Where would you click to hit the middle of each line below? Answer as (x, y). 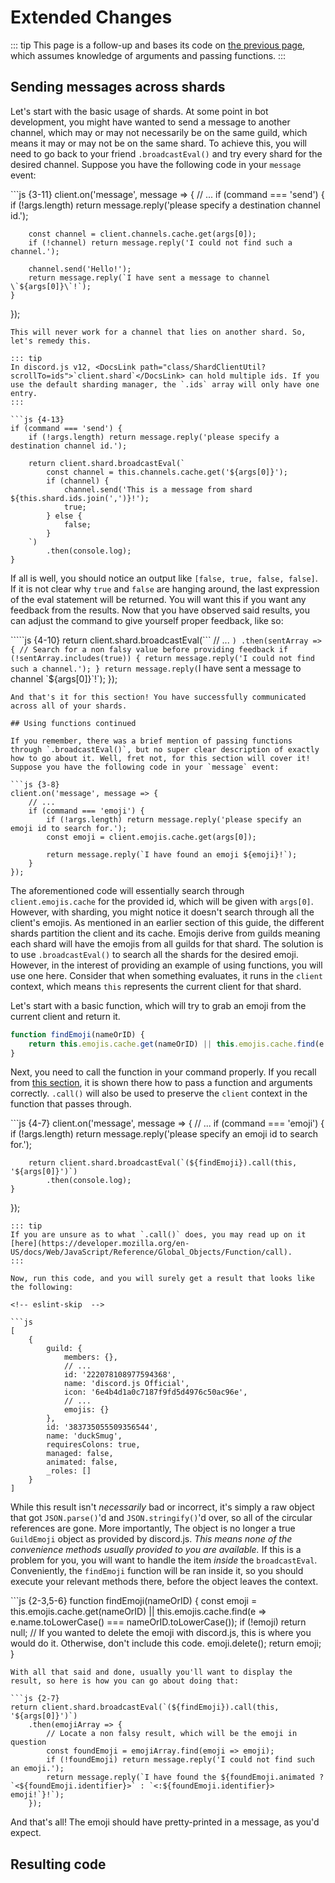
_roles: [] (69, 1471)
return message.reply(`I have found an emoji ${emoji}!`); (172, 854)
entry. (24, 393)
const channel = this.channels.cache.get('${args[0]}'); (167, 472)
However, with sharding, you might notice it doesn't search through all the (162, 912)
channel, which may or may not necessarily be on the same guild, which (159, 132)
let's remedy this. (51, 341)
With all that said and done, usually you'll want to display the (151, 1672)
